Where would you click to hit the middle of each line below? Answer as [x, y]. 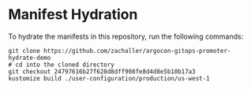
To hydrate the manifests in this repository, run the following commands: [126, 36]
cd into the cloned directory [65, 65]
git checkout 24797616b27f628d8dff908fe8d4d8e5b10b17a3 [102, 71]
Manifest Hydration [73, 15]
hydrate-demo [30, 58]
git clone [24, 51]
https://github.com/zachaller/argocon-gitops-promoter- [137, 51]
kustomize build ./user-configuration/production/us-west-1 [109, 78]
